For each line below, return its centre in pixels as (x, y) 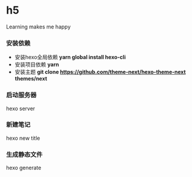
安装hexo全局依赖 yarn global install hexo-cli (70, 57)
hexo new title (23, 138)
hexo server (21, 108)
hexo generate (24, 168)
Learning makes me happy (38, 27)
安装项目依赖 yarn (37, 65)
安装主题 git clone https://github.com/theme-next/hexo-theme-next (100, 72)
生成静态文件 (25, 155)
